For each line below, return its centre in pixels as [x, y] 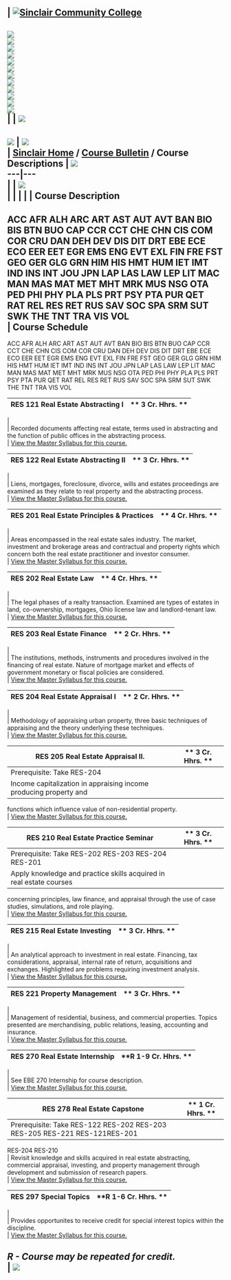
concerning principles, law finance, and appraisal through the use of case [111, 899]
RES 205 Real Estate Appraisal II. [90, 756]
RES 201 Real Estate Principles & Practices [82, 515]
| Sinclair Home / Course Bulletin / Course [98, 153]
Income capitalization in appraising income [80, 784]
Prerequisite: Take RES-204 [56, 772]
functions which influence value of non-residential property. [92, 809]
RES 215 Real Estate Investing [61, 930]
